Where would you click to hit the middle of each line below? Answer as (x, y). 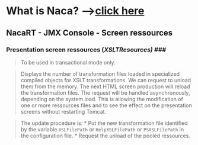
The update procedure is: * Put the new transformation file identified (104, 123)
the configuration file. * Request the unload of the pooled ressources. (106, 136)
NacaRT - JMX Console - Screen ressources (90, 33)
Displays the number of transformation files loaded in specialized (100, 74)
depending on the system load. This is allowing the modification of (102, 99)
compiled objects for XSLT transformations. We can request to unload (106, 80)
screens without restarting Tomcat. (63, 111)
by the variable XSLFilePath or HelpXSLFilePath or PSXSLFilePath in (102, 129)
